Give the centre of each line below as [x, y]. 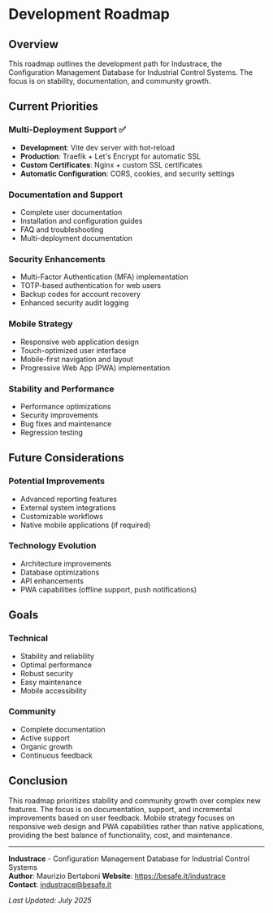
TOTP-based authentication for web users [90, 286]
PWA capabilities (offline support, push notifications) [108, 589]
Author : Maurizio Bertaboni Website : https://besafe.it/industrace [117, 876]
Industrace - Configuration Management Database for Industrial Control [129, 858]
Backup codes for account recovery [80, 295]
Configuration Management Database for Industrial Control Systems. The [131, 72]
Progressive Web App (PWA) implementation [95, 368]
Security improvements [59, 415]
